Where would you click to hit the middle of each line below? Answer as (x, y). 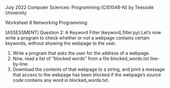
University (16, 13)
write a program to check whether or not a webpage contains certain (78, 38)
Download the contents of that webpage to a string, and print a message (89, 69)
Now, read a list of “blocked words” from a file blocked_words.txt (81, 58)
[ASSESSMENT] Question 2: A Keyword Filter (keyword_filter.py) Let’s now (83, 32)
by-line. (21, 64)
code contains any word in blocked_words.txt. (61, 80)
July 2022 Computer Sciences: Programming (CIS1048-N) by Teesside (80, 7)
